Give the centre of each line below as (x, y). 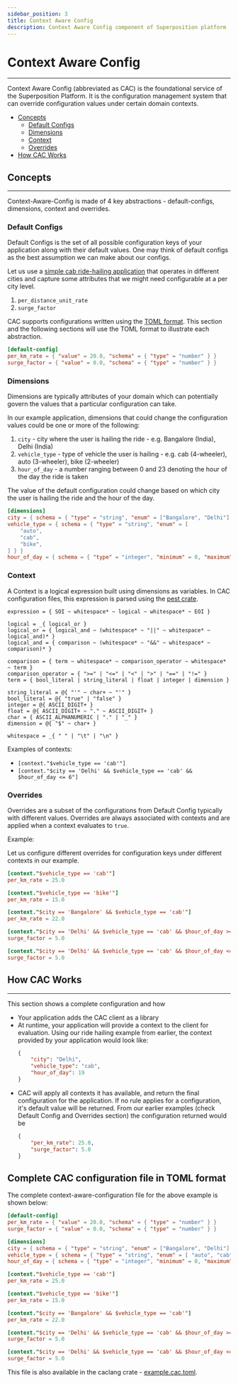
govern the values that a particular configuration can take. (92, 404)
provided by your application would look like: (83, 1040)
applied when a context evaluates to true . (68, 825)
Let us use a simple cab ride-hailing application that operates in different (113, 271)
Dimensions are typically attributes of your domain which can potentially (113, 397)
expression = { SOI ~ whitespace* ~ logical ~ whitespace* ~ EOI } (109, 611)
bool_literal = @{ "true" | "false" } (64, 699)
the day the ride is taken (53, 477)
